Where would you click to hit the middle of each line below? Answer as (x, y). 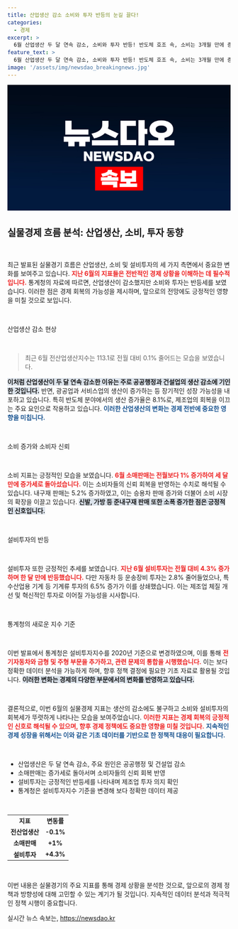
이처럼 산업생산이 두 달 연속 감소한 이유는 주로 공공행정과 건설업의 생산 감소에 (113, 382)
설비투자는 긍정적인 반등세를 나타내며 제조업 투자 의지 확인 (98, 782)
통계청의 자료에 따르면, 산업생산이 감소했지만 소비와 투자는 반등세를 (121, 283)
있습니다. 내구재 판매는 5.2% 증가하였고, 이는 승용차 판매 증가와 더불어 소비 (111, 493)
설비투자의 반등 (28, 539)
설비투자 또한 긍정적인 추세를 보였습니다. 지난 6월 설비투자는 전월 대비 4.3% (112, 569)
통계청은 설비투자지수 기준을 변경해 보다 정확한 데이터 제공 (98, 791)
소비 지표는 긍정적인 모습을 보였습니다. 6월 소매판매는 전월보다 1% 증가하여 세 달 (118, 476)
